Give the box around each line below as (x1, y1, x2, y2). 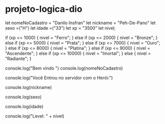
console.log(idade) (5, 103, 44, 109)
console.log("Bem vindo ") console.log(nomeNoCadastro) (5, 65, 123, 71)
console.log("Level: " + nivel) (5, 113, 64, 119)
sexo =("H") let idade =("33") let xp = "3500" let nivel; (5, 25, 116, 31)
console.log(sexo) (5, 94, 42, 100)
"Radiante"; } (5, 55, 32, 61)
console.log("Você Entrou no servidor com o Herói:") (5, 75, 113, 81)
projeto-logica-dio (5, 3, 83, 15)
